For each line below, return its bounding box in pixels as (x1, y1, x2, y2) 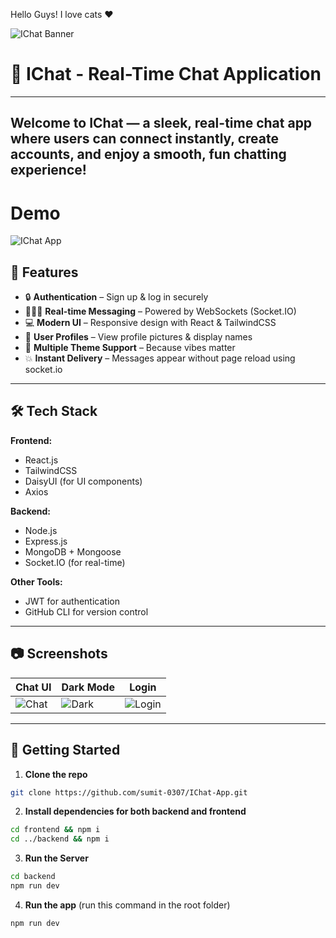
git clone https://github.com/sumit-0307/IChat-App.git (10, 787, 248, 798)
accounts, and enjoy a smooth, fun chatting (10, 146, 287, 163)
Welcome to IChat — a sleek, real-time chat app (10, 115, 313, 132)
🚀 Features (10, 264, 79, 281)
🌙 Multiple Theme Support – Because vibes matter (24, 342, 236, 354)
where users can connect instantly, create (10, 130, 280, 148)
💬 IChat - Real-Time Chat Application (10, 63, 322, 86)
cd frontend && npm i (10, 825, 101, 835)
